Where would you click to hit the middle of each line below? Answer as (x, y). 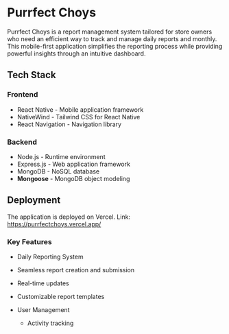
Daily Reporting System (50, 257)
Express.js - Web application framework (73, 164)
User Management (43, 310)
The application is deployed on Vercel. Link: (69, 217)
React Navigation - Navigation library (69, 124)
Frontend (23, 95)
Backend (22, 142)
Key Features (30, 241)
